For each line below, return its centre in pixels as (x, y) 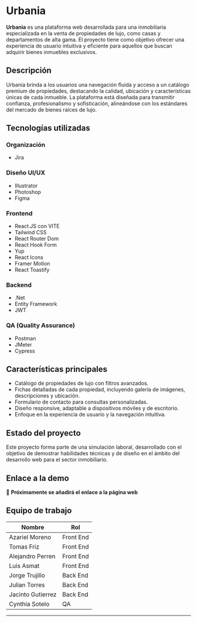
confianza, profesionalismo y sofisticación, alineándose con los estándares (97, 103)
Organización (26, 145)
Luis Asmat (24, 566)
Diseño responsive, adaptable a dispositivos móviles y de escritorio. (96, 408)
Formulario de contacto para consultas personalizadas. (81, 402)
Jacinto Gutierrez (33, 594)
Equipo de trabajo (39, 511)
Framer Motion (33, 264)
